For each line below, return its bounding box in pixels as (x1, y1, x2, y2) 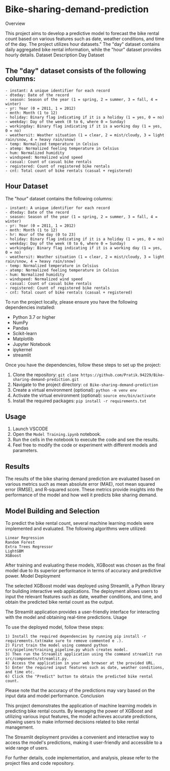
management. (5, 724, 35, 730)
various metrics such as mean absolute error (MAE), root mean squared (5, 481, 155, 487)
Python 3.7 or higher (12, 314, 56, 320)
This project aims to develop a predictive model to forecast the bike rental (5, 30, 159, 36)
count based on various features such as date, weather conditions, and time (5, 36, 164, 42)
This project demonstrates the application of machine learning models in (5, 703, 157, 708)
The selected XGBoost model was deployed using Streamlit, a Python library (5, 583, 165, 588)
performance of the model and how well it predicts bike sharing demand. (5, 492, 157, 498)
